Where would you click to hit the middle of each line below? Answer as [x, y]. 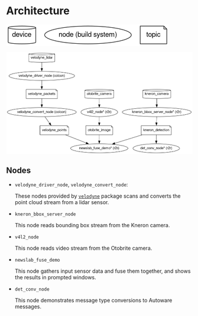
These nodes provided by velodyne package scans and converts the [98, 196]
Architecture [38, 11]
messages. [28, 307]
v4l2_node [27, 237]
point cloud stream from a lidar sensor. [62, 202]
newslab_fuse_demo [37, 260]
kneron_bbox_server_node [45, 214]
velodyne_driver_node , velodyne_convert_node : [71, 185]
